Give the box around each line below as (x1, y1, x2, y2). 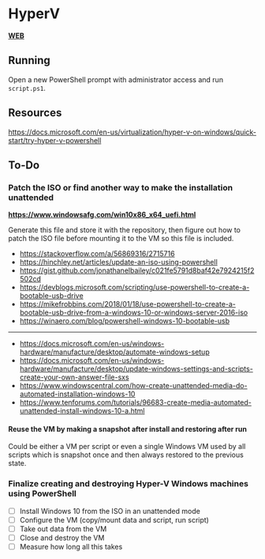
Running (8, 54, 51, 67)
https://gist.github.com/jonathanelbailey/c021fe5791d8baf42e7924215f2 (19, 266, 255, 275)
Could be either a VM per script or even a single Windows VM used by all (8, 442, 246, 451)
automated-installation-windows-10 (19, 389, 136, 399)
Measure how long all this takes (19, 542, 123, 551)
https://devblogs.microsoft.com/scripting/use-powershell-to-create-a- (19, 282, 250, 293)
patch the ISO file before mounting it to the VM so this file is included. (8, 234, 234, 244)
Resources (8, 106, 62, 119)
